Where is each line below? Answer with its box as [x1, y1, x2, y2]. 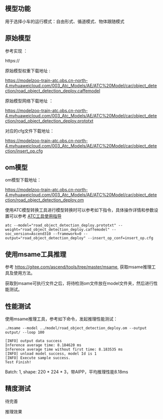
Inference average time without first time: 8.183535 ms [5, 347, 123, 352]
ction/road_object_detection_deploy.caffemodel [5, 88, 101, 93]
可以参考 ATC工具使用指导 [9, 213, 62, 219]
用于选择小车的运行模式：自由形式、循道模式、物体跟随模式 [5, 18, 125, 24]
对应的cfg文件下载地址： [5, 128, 54, 134]
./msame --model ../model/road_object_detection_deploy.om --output [5, 326, 147, 331]
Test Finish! [5, 360, 32, 365]
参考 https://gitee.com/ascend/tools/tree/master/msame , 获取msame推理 [5, 264, 152, 270]
